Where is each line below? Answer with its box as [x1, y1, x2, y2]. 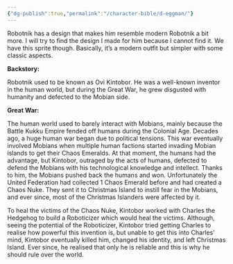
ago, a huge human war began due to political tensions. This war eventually [7, 134, 223, 142]
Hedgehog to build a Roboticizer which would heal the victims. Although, [7, 214, 215, 222]
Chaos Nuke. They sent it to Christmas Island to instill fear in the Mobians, [7, 185, 218, 194]
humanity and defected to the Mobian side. [7, 93, 130, 101]
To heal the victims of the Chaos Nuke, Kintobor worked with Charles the [7, 206, 216, 214]
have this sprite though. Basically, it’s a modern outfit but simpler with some [7, 44, 223, 52]
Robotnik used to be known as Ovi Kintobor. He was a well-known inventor [7, 77, 221, 86]
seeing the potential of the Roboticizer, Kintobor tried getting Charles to [7, 220, 212, 229]
